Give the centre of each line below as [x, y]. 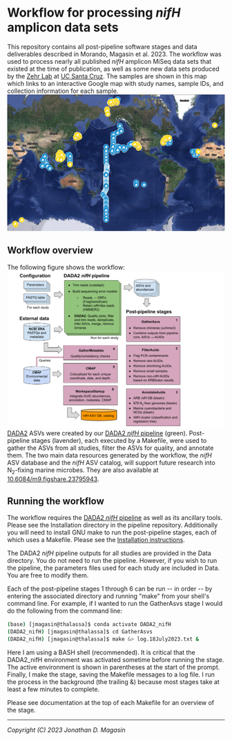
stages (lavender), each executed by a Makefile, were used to [119, 441]
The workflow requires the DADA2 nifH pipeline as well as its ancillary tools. [115, 518]
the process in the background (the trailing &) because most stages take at [113, 681]
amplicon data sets [63, 27]
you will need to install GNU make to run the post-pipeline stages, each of [112, 532]
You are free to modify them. [48, 575]
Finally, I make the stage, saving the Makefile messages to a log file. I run [111, 674]
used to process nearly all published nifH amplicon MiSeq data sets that [109, 61]
